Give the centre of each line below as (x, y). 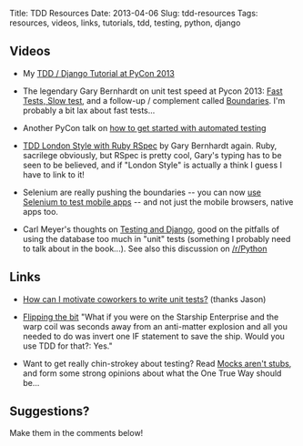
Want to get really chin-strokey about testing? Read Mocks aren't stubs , (157, 363)
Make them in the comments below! (76, 433)
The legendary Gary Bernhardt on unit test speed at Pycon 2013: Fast (153, 91)
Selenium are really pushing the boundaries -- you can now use (142, 192)
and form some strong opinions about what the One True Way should (152, 373)
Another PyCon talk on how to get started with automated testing (144, 127)
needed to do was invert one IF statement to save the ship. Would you (153, 336)
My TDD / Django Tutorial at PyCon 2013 (98, 73)
